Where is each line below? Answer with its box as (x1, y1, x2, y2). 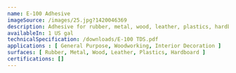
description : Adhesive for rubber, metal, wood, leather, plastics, (7, 23, 212, 30)
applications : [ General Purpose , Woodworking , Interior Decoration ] (7, 42, 221, 49)
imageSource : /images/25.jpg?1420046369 (7, 17, 128, 24)
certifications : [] (7, 56, 65, 63)
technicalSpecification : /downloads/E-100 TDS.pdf (7, 36, 159, 43)
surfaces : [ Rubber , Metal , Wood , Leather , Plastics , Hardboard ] (7, 49, 206, 56)
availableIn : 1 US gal (7, 29, 74, 37)
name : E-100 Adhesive (7, 10, 71, 17)
